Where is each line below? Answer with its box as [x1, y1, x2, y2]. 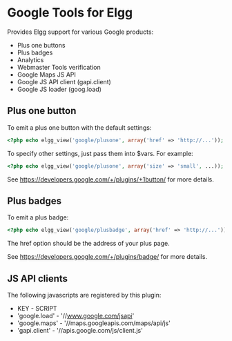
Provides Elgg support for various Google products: [7, 28, 154, 36]
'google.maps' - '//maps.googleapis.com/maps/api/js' [17, 319, 171, 327]
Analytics [17, 55, 44, 64]
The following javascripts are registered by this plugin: [7, 291, 162, 299]
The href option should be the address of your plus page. [7, 240, 171, 248]
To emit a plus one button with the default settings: [7, 123, 152, 132]
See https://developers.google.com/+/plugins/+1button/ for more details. [7, 175, 214, 184]
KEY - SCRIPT [17, 304, 57, 312]
